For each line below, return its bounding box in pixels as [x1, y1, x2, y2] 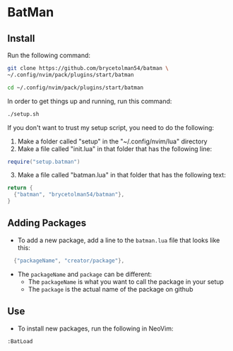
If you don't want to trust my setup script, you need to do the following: [7, 123, 214, 131]
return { [7, 184, 33, 191]
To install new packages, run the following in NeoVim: [17, 324, 174, 333]
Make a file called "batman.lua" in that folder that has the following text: [17, 171, 226, 179]
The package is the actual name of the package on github [28, 285, 193, 293]
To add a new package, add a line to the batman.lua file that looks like [17, 236, 220, 244]
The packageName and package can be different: [17, 270, 153, 278]
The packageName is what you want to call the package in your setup [28, 277, 225, 286]
